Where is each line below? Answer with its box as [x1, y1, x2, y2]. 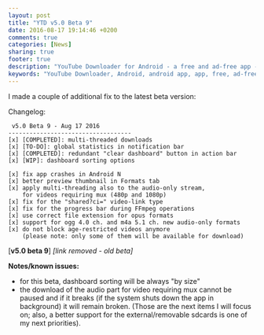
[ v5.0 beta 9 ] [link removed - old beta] [8, 245, 134, 256]
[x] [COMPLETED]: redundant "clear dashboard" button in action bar [8, 149, 237, 157]
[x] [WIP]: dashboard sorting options [8, 156, 135, 164]
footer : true [8, 56, 51, 64]
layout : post [8, 11, 51, 20]
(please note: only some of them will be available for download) [22, 232, 244, 240]
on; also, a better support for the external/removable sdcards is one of [19, 310, 247, 319]
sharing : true [8, 48, 55, 56]
